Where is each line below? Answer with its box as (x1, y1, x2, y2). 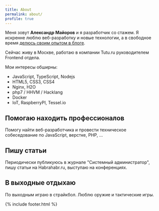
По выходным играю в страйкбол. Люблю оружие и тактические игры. (5, 191, 154, 197)
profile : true (5, 16, 34, 21)
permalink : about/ (5, 12, 43, 17)
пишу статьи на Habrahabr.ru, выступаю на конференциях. (5, 164, 127, 170)
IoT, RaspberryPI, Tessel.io (12, 100, 66, 106)
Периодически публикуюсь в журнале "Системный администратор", (5, 160, 150, 165)
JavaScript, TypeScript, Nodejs (12, 74, 75, 80)
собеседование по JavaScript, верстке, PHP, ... (5, 132, 103, 138)
